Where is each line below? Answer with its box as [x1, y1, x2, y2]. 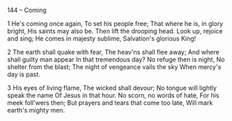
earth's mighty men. [7, 106, 65, 114]
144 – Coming [7, 6, 47, 14]
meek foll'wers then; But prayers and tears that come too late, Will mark [7, 99, 213, 107]
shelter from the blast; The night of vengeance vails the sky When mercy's [7, 63, 222, 71]
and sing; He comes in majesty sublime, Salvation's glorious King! [7, 34, 196, 43]
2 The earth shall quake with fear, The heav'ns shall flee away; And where [7, 48, 219, 56]
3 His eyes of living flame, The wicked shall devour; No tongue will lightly [7, 84, 217, 92]
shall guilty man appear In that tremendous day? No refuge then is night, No [7, 55, 225, 64]
